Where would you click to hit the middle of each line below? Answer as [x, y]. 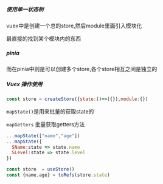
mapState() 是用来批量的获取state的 [50, 111]
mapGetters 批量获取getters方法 [46, 124]
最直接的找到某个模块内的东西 [43, 38]
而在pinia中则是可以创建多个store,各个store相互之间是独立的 [82, 69]
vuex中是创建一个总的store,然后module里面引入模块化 [74, 26]
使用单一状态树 [25, 9]
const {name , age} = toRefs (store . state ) [58, 175]
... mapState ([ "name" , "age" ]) [43, 136]
